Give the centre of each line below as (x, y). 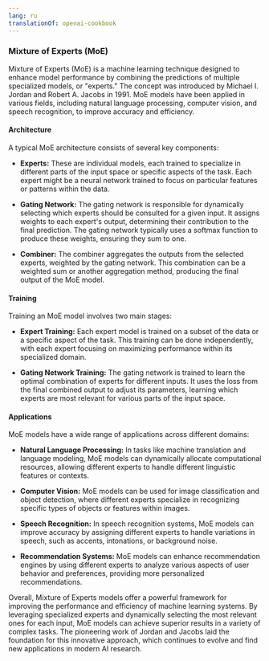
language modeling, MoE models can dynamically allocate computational (141, 459)
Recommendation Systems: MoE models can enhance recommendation (140, 557)
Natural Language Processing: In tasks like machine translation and (133, 450)
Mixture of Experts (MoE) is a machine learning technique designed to (124, 68)
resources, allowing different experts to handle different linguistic (128, 467)
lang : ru (23, 16)
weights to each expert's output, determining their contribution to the (134, 221)
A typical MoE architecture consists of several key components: (114, 148)
